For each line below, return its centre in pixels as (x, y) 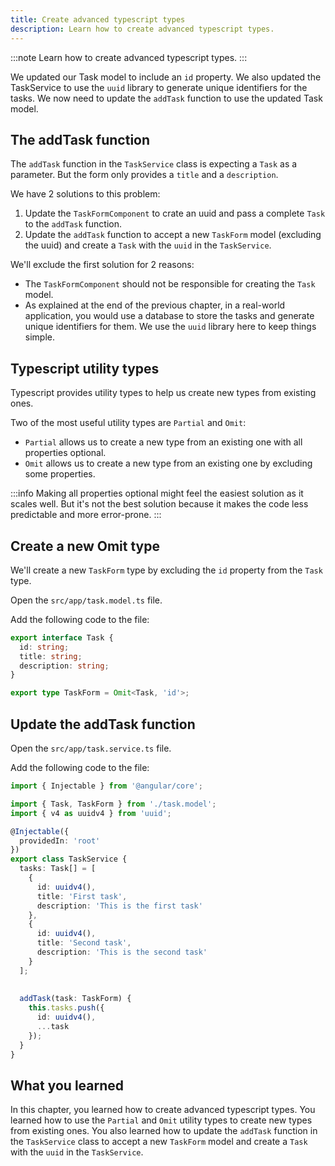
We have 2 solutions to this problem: (85, 194)
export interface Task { (62, 637)
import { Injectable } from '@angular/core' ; (106, 786)
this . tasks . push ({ (66, 1008)
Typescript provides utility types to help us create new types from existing (163, 393)
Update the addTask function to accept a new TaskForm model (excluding (173, 235)
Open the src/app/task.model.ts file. (86, 600)
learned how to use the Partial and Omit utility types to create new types (161, 1120)
